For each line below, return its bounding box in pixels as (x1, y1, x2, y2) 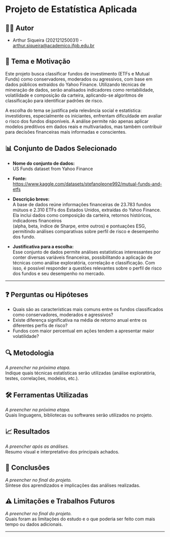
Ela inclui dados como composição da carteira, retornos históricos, (12, 212, 152, 218)
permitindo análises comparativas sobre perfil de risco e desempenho (12, 228, 159, 234)
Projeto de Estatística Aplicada (5, 4, 138, 15)
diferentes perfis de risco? (12, 323, 68, 329)
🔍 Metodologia (5, 349, 54, 357)
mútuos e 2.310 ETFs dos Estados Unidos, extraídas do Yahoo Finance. (12, 207, 161, 213)
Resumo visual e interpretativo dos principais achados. (5, 448, 120, 454)
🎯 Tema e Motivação (5, 57, 71, 66)
